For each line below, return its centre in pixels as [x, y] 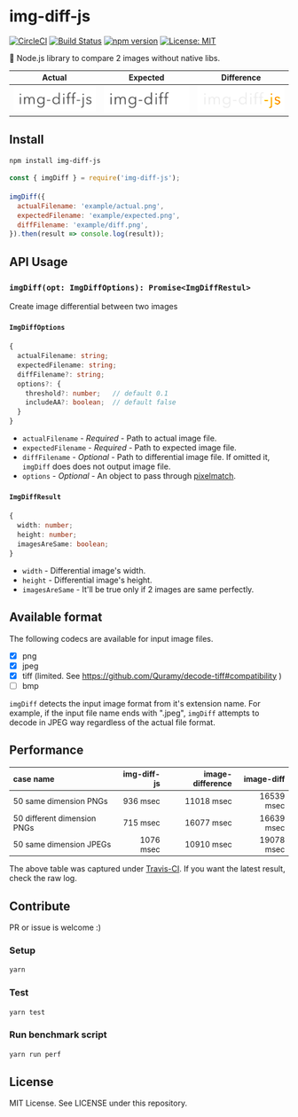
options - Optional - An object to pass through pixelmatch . [129, 476]
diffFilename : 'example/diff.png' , [83, 225]
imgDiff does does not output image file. [96, 466]
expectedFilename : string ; [67, 365]
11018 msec [208, 801]
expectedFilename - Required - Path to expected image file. [129, 448]
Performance [47, 750]
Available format [56, 617]
